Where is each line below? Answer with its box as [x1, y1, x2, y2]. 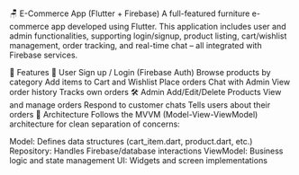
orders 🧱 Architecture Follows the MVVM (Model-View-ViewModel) [9, 109, 258, 119]
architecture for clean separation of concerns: [9, 118, 180, 129]
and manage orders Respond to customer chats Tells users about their [9, 100, 271, 110]
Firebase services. [9, 49, 78, 60]
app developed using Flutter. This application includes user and [50, 22, 286, 31]
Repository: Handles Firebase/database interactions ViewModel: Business [9, 145, 284, 156]
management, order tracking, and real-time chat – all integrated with [9, 40, 263, 50]
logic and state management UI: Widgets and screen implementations [9, 155, 268, 165]
